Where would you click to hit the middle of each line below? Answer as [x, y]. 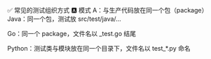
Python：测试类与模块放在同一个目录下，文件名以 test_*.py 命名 [99, 48]
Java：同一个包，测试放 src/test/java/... [64, 19]
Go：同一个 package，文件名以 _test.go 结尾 [72, 34]
